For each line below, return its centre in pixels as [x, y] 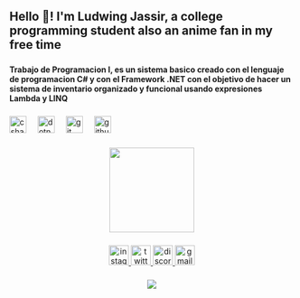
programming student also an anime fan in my [141, 31]
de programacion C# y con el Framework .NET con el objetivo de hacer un [150, 79]
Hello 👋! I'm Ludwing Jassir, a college [116, 17]
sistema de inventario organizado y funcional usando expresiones [136, 89]
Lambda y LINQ [39, 98]
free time [35, 45]
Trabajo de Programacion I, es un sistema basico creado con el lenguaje [147, 70]
